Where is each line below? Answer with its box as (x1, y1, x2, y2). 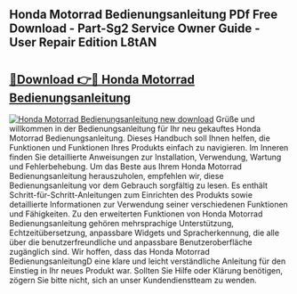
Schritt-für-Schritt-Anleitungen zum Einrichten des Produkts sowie (9, 190, 253, 200)
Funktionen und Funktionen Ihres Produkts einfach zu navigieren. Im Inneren (9, 143, 289, 152)
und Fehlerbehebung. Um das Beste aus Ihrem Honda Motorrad (9, 161, 243, 172)
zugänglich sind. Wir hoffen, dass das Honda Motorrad (9, 247, 211, 257)
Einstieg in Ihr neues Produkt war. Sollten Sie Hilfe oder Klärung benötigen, (9, 265, 283, 275)
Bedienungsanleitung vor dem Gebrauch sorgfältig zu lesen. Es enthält (9, 180, 269, 191)
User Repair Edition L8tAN (9, 35, 157, 50)
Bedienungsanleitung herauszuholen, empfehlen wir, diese (9, 171, 224, 181)
